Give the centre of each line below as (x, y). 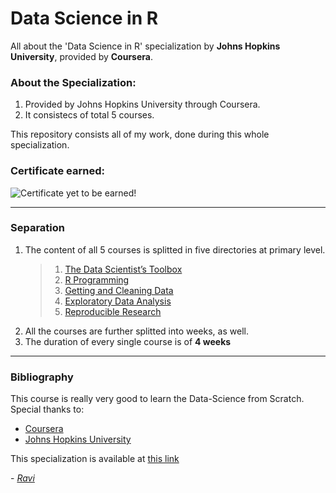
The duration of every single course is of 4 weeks (128, 341)
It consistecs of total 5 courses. (89, 115)
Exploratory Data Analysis (118, 301)
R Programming (97, 279)
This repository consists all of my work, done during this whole (140, 134)
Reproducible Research (113, 311)
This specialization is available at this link (95, 459)
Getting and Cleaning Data (119, 290)
